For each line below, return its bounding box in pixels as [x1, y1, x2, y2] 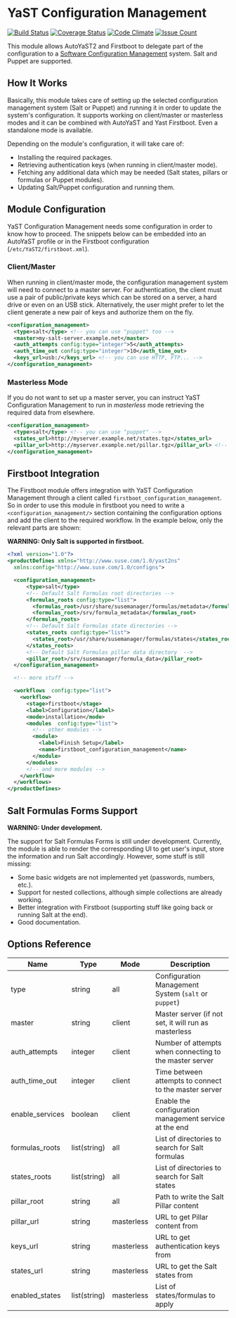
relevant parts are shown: [7, 524, 81, 532]
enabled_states [11, 1290, 61, 1300]
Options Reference [7, 938, 91, 951]
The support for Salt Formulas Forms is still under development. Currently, [7, 837, 222, 846]
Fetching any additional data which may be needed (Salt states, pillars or [17, 167, 228, 177]
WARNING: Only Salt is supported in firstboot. [7, 537, 144, 546]
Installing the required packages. [17, 153, 113, 161]
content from [155, 1221, 198, 1231]
